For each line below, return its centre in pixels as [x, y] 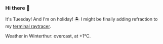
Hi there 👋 [18, 8]
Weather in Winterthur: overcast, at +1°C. [48, 36]
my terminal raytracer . [28, 26]
